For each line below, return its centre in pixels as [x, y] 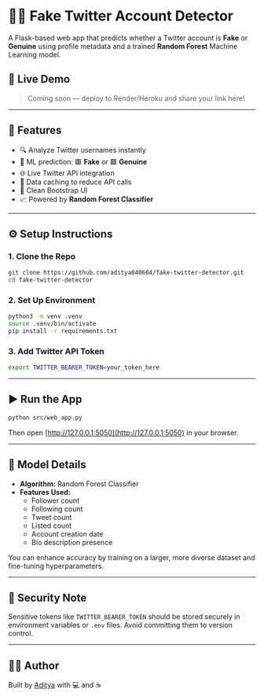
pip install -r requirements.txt [63, 331]
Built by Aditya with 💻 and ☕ [55, 685]
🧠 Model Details [47, 465]
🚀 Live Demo [39, 79]
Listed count [51, 526]
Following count [57, 509]
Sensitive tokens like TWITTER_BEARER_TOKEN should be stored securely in [125, 617]
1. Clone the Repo [42, 256]
